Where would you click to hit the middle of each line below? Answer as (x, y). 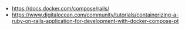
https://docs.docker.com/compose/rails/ (60, 9)
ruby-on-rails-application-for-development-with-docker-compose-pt (95, 21)
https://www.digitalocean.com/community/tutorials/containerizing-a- (95, 15)
